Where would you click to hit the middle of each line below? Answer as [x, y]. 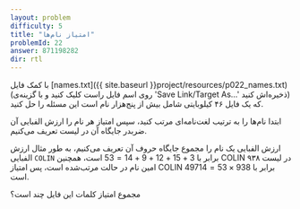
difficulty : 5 [37, 26]
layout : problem [40, 17]
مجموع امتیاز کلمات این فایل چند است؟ [76, 194]
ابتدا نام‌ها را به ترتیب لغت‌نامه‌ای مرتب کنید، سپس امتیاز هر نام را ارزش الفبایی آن [146, 121]
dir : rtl [26, 59]
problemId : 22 [37, 43]
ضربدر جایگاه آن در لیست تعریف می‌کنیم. [78, 131]
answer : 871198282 [44, 51]
